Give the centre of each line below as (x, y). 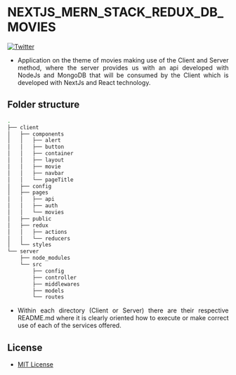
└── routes (48, 297)
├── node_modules (45, 258)
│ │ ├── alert (34, 140)
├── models (48, 291)
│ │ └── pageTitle (40, 180)
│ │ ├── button (36, 147)
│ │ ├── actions (38, 232)
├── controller (55, 277)
